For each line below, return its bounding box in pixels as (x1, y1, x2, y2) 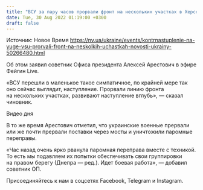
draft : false (6, 20, 39, 26)
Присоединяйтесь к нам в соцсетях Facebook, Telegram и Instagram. (6, 177, 184, 185)
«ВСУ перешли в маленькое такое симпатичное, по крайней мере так (6, 79, 188, 86)
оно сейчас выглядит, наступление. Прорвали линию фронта (6, 86, 164, 93)
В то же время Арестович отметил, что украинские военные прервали (6, 122, 190, 129)
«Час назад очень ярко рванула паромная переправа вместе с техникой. (6, 146, 196, 154)
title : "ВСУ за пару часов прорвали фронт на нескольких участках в (6, 8, 182, 15)
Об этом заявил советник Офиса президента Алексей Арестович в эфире (6, 61, 197, 68)
